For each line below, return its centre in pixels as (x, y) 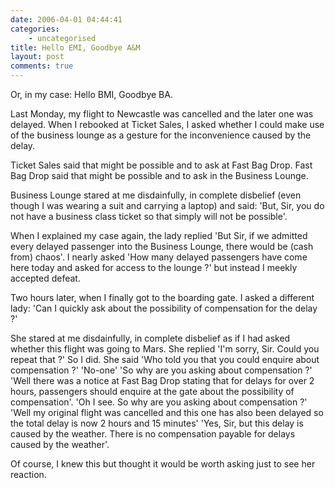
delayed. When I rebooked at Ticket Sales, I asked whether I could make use (167, 124)
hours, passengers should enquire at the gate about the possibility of (152, 391)
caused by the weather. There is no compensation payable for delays (153, 434)
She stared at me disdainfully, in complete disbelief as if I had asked (150, 338)
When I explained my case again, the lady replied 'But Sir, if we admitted (159, 235)
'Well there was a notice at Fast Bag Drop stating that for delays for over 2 (162, 380)
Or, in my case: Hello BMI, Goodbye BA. (91, 94)
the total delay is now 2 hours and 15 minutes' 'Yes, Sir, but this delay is (157, 423)
